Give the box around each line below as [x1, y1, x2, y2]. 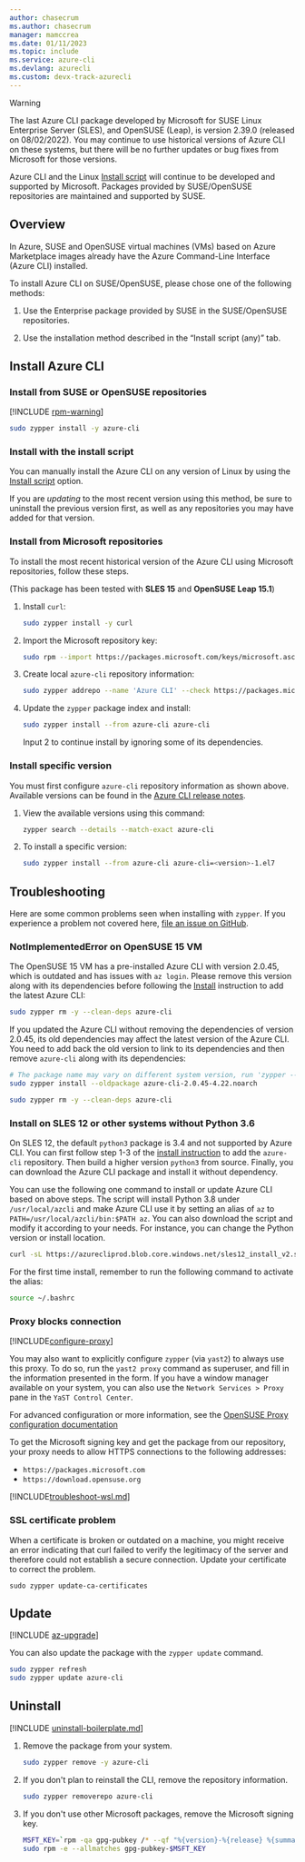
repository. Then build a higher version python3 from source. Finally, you [24, 1157, 294, 1168]
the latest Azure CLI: [9, 990, 86, 1001]
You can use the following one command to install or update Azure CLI [9, 1184, 273, 1195]
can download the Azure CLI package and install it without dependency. [9, 1166, 279, 1177]
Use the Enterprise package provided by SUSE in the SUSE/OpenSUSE [22, 305, 288, 316]
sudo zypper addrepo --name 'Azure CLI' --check [22, 687, 211, 696]
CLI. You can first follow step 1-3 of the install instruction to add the [9, 1147, 261, 1158]
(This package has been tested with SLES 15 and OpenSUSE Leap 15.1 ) [9, 583, 275, 594]
